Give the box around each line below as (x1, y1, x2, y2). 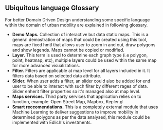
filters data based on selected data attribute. (12, 73, 101, 78)
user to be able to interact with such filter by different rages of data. (12, 83, 148, 89)
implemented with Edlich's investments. (12, 119, 92, 125)
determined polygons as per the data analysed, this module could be (12, 114, 150, 120)
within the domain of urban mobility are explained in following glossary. (5, 22, 148, 28)
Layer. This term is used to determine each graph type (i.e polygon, (12, 52, 148, 58)
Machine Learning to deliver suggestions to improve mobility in (12, 109, 139, 115)
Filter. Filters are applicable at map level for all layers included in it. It (12, 68, 150, 74)
